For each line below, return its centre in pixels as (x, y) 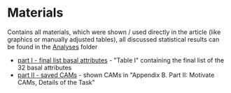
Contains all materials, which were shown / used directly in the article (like (114, 32)
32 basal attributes (44, 67)
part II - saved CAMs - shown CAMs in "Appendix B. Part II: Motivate (116, 75)
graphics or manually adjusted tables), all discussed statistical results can (113, 39)
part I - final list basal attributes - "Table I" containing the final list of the (121, 60)
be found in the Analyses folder (52, 46)
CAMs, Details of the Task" (56, 82)
